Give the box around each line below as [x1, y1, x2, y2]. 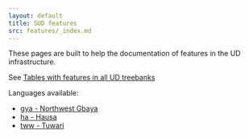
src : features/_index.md [8, 26, 92, 34]
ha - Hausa [19, 112, 58, 122]
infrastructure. [8, 57, 56, 67]
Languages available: [8, 88, 79, 98]
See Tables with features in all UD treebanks [8, 73, 156, 83]
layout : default [8, 11, 63, 20]
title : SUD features [8, 19, 78, 27]
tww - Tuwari [19, 121, 64, 131]
